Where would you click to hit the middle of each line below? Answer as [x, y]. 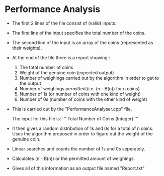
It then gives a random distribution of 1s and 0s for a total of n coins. [83, 128]
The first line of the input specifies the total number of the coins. [79, 33]
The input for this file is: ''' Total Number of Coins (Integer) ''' [75, 118]
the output [30, 83]
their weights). [27, 48]
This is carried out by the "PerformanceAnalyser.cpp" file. [72, 109]
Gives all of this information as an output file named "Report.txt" [78, 168]
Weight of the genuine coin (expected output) [67, 72]
